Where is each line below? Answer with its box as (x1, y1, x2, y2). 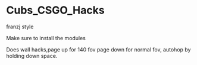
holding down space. (6, 52, 58, 59)
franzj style (6, 23, 34, 30)
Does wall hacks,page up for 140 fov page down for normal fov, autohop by (6, 45, 191, 53)
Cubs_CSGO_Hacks (6, 4, 105, 17)
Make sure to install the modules (6, 34, 86, 41)
